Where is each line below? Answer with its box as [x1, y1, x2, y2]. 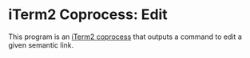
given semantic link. [8, 40, 74, 49]
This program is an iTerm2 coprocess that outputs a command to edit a [8, 32, 242, 41]
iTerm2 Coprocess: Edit [8, 6, 168, 24]
